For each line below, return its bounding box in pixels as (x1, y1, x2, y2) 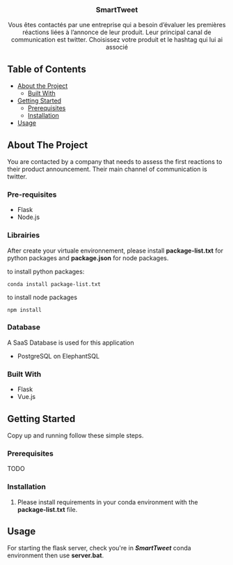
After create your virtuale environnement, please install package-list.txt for (7, 246, 224, 255)
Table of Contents (7, 63, 87, 75)
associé (105, 43, 129, 52)
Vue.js (17, 393, 36, 401)
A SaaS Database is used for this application (7, 338, 134, 347)
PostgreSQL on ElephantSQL (17, 352, 99, 360)
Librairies (7, 230, 40, 240)
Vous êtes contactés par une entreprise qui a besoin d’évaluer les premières (8, 21, 226, 29)
